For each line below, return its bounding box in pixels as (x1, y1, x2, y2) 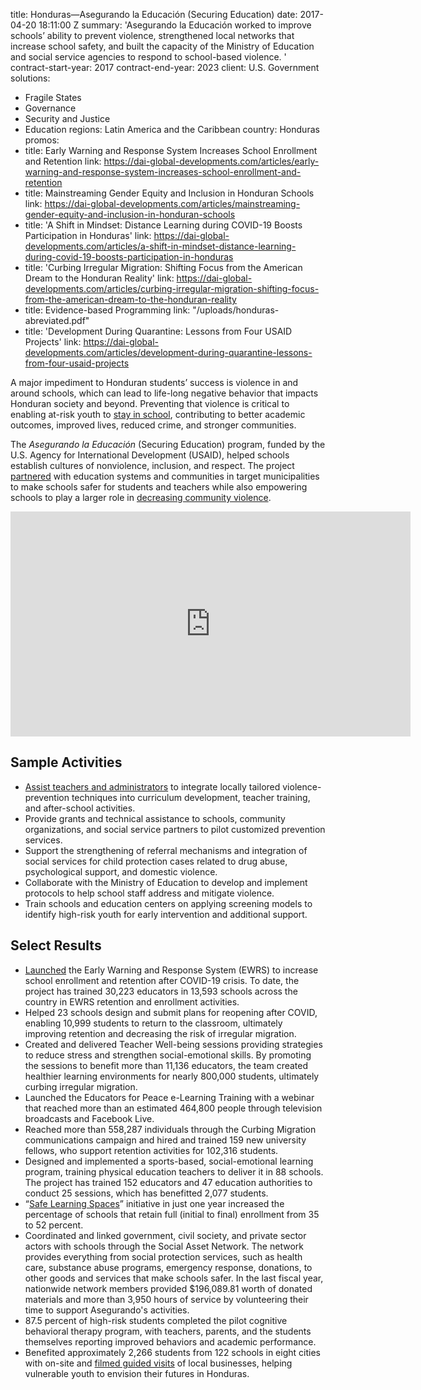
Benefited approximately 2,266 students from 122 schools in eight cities (24, 1346, 321, 1358)
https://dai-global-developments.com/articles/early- (103, 155, 320, 167)
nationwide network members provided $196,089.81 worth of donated (24, 1282, 313, 1294)
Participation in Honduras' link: (24, 230, 152, 241)
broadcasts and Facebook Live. (24, 1112, 155, 1124)
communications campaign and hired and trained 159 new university (24, 1134, 307, 1146)
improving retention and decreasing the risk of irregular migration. (24, 1027, 297, 1039)
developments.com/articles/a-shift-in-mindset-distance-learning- (24, 240, 297, 252)
